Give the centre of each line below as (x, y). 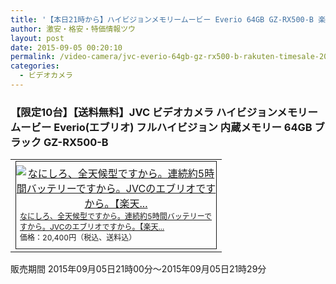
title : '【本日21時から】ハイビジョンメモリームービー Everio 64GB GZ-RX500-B (162, 19)
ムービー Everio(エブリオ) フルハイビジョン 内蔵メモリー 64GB (161, 127)
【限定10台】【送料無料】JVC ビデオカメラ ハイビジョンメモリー (164, 112)
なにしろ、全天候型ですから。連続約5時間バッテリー (112, 216)
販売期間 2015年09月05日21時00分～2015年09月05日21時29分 (138, 268)
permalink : (33, 57)
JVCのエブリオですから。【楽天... (107, 226)
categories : (35, 66)
